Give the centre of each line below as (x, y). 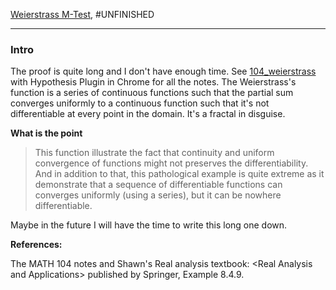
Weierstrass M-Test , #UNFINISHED (82, 14)
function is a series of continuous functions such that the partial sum (152, 93)
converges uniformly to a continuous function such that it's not (140, 103)
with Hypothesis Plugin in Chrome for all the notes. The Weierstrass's (153, 82)
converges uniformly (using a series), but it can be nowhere (158, 195)
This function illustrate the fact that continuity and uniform (154, 153)
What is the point (46, 133)
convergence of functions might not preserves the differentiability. (171, 163)
